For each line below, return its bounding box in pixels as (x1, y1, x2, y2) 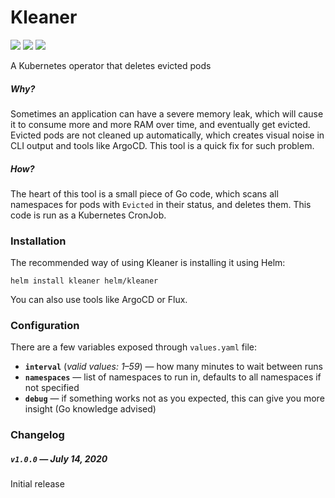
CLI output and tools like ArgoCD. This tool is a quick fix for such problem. (10, 139, 315, 151)
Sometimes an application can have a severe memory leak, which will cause (10, 107, 324, 120)
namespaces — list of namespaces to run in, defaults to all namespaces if (24, 371, 322, 383)
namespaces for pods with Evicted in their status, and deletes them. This (10, 198, 312, 210)
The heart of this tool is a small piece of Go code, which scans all (10, 187, 279, 200)
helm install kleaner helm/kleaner (10, 276, 159, 286)
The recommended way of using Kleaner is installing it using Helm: (10, 257, 286, 269)
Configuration (10, 319, 80, 333)
